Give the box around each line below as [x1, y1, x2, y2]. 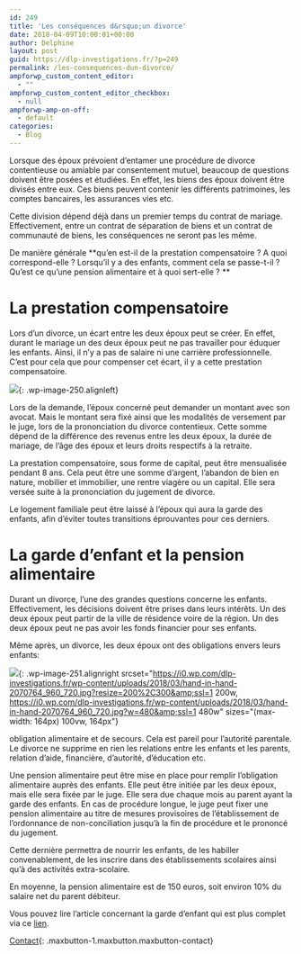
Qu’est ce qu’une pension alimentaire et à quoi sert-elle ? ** [9, 266, 231, 277]
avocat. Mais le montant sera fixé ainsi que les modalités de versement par [9, 411, 286, 422]
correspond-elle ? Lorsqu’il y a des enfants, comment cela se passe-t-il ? [9, 256, 280, 267]
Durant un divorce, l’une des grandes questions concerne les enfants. [9, 593, 268, 604]
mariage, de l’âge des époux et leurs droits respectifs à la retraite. [9, 440, 252, 451]
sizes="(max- [225, 706, 276, 716]
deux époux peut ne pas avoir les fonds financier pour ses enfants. [9, 622, 258, 633]
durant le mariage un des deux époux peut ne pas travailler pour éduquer [9, 337, 281, 347]
